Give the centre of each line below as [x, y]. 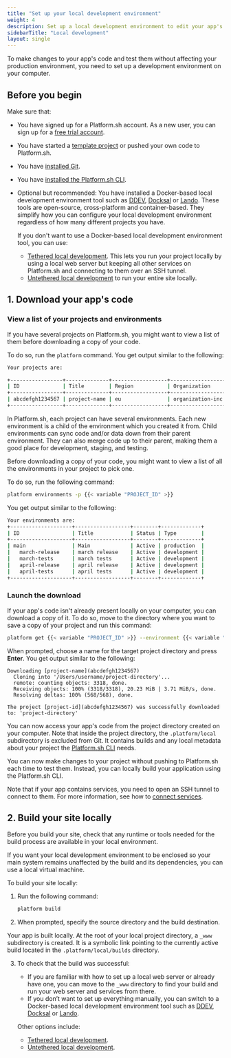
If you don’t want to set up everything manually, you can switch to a [123, 999]
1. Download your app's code [70, 300]
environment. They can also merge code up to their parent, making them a [112, 441]
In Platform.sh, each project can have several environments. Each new [107, 419]
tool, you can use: [42, 242]
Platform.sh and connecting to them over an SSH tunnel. [107, 271]
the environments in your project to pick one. [70, 468]
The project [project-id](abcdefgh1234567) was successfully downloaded [113, 707]
